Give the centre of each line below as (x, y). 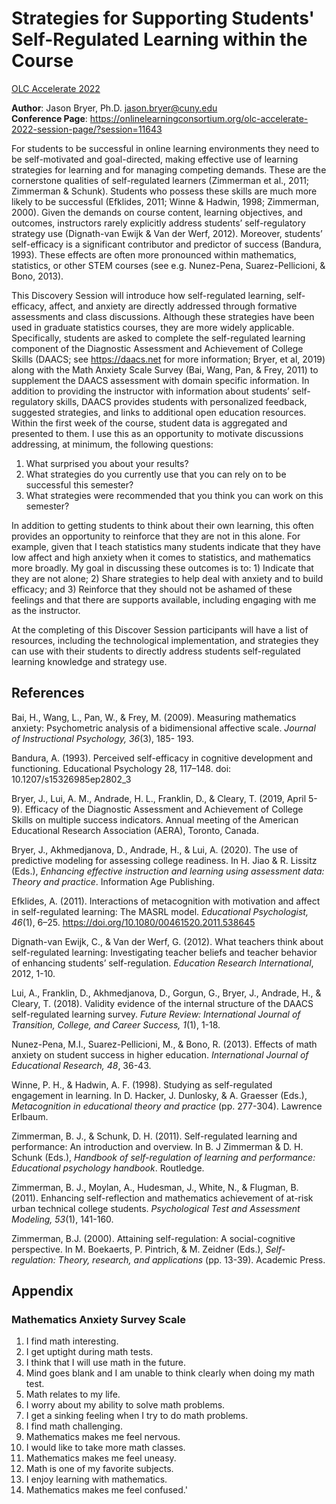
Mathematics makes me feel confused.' (106, 1490)
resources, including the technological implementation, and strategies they (165, 640)
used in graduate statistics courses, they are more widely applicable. (153, 327)
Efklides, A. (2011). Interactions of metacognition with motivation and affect (166, 901)
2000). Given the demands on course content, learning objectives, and (157, 212)
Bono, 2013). (37, 276)
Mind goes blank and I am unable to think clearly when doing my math (170, 1373)
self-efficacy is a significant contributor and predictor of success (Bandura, (166, 244)
